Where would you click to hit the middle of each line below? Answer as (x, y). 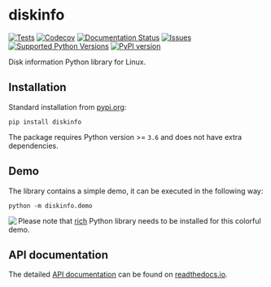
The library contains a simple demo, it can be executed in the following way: (136, 191)
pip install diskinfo (45, 122)
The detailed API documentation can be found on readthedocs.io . (118, 275)
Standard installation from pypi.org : (68, 107)
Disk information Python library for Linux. (77, 62)
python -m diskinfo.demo (50, 206)
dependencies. (33, 146)
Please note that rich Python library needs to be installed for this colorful (140, 220)
